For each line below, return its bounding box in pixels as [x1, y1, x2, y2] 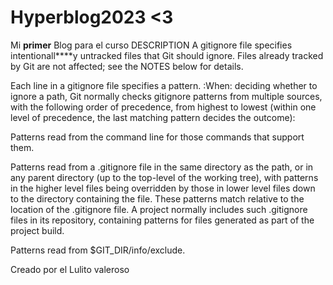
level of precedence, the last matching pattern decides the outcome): [10, 111, 296, 123]
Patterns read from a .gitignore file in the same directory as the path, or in [10, 161, 314, 173]
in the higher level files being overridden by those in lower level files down [10, 182, 316, 194]
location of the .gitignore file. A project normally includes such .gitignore [10, 203, 308, 215]
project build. [10, 224, 65, 236]
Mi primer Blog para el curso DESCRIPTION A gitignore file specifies [10, 39, 293, 51]
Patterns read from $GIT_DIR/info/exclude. [10, 244, 186, 256]
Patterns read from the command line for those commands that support [10, 131, 305, 143]
